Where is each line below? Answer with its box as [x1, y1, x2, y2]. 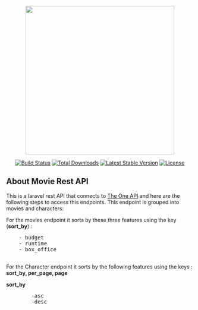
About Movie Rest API [6, 176, 89, 186]
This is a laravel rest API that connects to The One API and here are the [6, 192, 180, 199]
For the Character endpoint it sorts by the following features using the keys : [6, 263, 193, 270]
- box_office [18, 246, 56, 252]
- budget [18, 234, 45, 241]
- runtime [18, 240, 48, 246]
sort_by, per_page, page [6, 269, 68, 276]
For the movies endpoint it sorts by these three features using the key [6, 216, 177, 223]
